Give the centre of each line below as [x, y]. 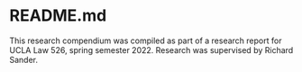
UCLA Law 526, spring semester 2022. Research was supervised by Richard [151, 49]
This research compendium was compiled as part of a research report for [146, 40]
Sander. [24, 59]
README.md [58, 16]
